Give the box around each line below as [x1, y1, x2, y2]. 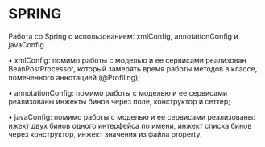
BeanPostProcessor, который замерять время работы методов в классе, [8, 63, 258, 73]
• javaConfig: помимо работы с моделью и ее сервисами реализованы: [8, 112, 255, 121]
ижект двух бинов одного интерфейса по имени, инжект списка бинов [8, 120, 252, 130]
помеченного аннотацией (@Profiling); [8, 72, 141, 82]
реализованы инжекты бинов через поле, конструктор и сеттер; [8, 96, 231, 106]
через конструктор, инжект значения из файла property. [8, 129, 202, 139]
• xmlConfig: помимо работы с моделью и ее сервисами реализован [8, 55, 247, 65]
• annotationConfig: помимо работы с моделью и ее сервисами [8, 88, 228, 97]
